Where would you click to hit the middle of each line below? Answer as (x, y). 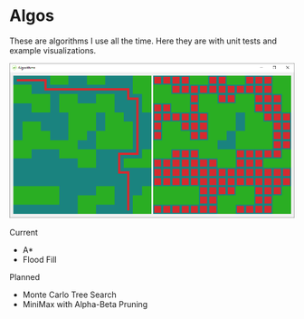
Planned (25, 277)
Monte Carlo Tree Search (69, 295)
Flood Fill (39, 260)
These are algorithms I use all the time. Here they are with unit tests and (143, 41)
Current (24, 233)
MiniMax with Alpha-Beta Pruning (85, 304)
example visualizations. (53, 50)
